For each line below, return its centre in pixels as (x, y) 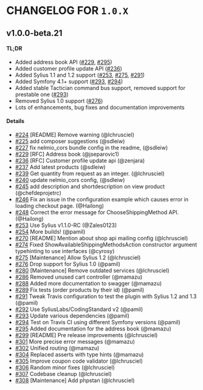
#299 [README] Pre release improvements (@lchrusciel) (86, 335)
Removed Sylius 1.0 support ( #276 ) (59, 100)
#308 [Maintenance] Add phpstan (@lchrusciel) (75, 380)
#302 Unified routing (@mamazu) (57, 348)
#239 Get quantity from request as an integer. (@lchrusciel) (90, 173)
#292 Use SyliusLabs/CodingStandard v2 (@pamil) (79, 309)
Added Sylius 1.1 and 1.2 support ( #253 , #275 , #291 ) (80, 75)
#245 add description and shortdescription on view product (90, 186)
